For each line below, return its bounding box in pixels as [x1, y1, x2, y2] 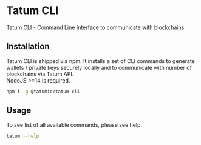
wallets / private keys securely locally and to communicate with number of [6, 64, 192, 71]
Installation [6, 41, 50, 52]
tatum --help [6, 133, 39, 140]
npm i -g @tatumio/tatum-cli [6, 89, 80, 95]
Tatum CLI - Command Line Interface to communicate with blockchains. [6, 24, 186, 31]
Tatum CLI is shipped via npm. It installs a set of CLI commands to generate [6, 57, 196, 64]
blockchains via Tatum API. [6, 70, 74, 78]
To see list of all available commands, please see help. [6, 121, 143, 129]
